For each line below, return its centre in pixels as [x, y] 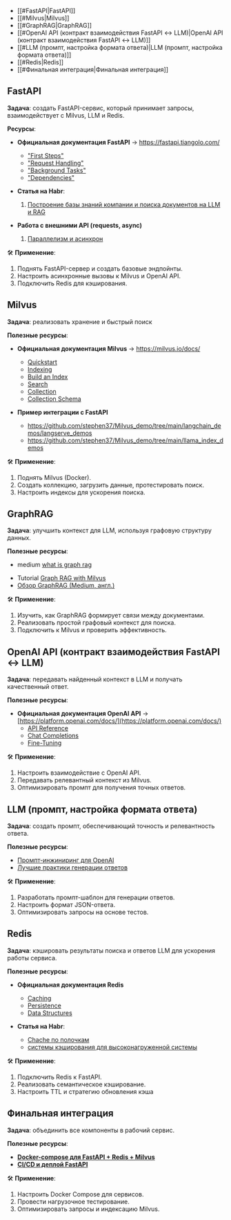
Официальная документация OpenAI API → [83, 714]
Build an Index [48, 377]
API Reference [48, 728]
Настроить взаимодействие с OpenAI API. [79, 773]
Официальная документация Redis [70, 985]
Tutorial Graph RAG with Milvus [61, 578]
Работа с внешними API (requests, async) [80, 225]
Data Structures [50, 1013]
